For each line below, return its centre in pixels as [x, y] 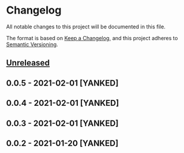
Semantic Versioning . [32, 44]
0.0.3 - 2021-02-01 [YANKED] [62, 123]
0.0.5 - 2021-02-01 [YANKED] [62, 83]
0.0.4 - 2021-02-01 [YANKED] [63, 103]
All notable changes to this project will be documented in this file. [86, 27]
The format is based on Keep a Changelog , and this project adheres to [92, 38]
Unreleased [28, 63]
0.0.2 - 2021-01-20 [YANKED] [62, 143]
